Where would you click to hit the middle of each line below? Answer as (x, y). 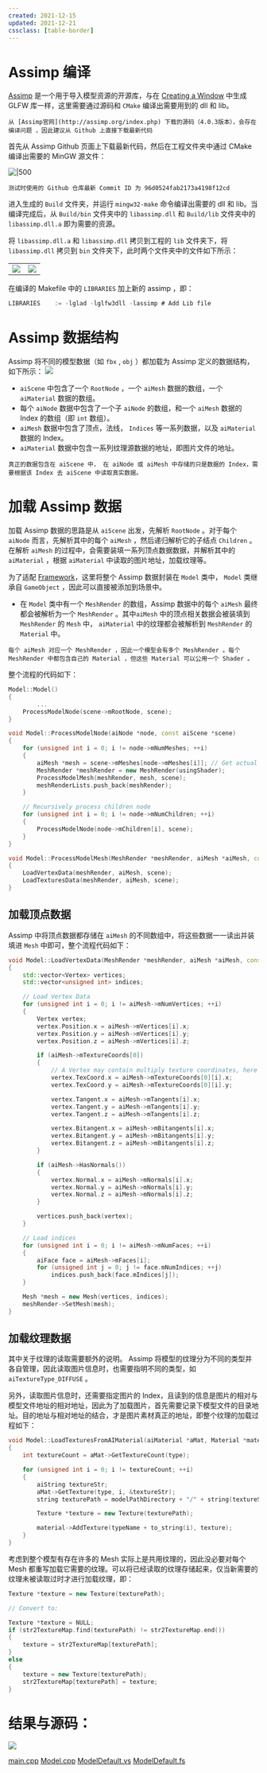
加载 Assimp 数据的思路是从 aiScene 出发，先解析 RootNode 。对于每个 (122, 530)
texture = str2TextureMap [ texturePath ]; (90, 1645)
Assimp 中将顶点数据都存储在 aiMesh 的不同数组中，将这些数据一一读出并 (128, 935)
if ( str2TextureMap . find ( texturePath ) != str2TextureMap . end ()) (117, 1630)
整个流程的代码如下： (43, 675)
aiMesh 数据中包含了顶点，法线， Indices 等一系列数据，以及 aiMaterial (138, 428)
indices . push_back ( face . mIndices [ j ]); (115, 1275)
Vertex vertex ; (62, 1018)
